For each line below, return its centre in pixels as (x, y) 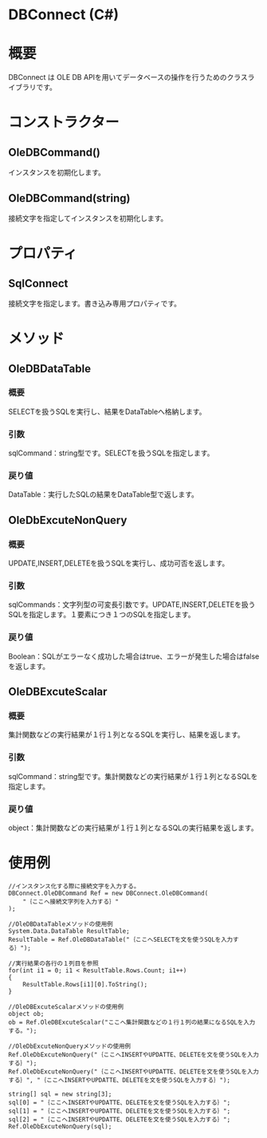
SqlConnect (38, 284)
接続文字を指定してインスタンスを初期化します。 (88, 218)
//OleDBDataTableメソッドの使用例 (61, 924)
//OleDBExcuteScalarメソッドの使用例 (66, 1006)
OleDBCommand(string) (69, 198)
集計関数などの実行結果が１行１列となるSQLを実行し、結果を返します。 (126, 734)
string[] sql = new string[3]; (60, 1094)
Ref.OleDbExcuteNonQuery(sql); (60, 1126)
